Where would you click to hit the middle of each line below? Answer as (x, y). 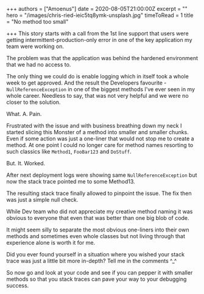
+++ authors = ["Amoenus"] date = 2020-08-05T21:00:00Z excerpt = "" (97, 9)
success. (18, 285)
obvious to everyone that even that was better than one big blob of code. (98, 218)
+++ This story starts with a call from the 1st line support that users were (97, 33)
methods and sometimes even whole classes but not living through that (96, 236)
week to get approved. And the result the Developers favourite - (86, 83)
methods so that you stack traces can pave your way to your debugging (97, 279)
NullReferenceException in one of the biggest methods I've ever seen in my (101, 89)
